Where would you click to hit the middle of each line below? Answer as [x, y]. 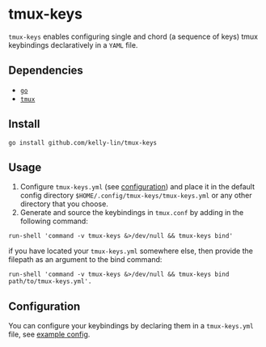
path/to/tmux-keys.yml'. [50, 281]
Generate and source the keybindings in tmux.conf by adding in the [132, 213]
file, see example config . [49, 334]
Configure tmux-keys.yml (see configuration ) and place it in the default [137, 187]
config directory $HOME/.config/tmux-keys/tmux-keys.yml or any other [136, 196]
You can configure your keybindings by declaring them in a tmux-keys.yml [131, 326]
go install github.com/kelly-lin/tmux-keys [83, 142]
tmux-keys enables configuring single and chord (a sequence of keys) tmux [133, 36]
